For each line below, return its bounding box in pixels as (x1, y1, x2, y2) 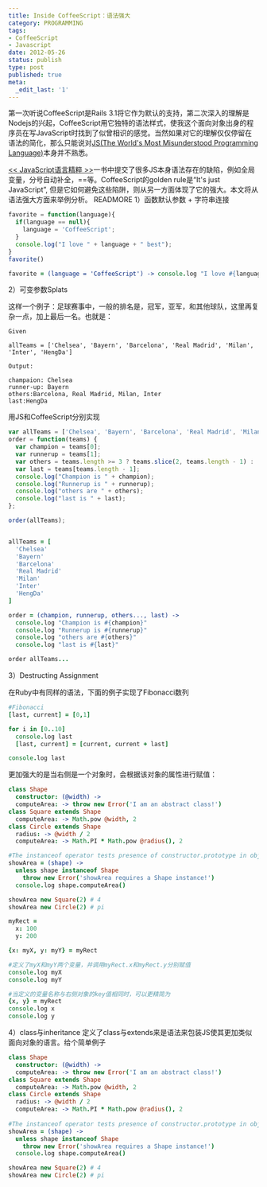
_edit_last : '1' (15, 85, 69, 94)
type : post (8, 64, 44, 72)
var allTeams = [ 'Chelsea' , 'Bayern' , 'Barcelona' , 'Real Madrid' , (8, 428, 237, 436)
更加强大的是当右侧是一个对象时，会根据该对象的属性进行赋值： (8, 769, 217, 780)
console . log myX (8, 968, 62, 976)
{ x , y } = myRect (8, 998, 62, 1006)
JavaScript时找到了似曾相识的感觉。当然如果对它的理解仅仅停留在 (35, 128, 253, 138)
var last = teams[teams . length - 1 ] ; (15, 465, 141, 473)
